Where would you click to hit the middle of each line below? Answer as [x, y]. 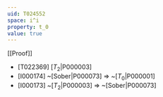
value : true [25, 33]
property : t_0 [28, 27]
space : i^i [23, 20]
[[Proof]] [20, 53]
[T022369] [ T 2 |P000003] [55, 68]
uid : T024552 [26, 14]
